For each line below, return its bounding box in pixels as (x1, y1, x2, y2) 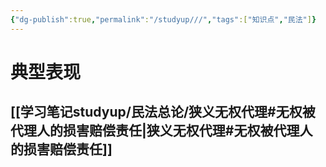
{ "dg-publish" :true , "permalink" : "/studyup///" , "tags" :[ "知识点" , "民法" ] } (10, 14, 317, 25)
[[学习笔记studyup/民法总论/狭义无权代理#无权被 (10, 104, 316, 121)
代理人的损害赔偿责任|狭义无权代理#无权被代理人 (10, 122, 313, 140)
